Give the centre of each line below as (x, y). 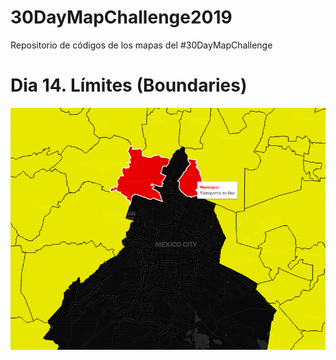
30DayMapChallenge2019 (121, 17)
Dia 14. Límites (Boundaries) (129, 85)
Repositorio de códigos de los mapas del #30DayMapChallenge (141, 45)
